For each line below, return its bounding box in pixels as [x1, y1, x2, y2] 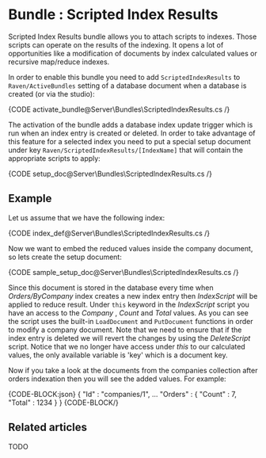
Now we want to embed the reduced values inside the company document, [8, 243, 253, 253]
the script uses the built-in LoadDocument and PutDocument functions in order [8, 316, 253, 326]
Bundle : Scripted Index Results [8, 6, 218, 24]
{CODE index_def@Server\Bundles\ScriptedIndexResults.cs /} [8, 228, 211, 238]
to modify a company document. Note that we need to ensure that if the [8, 325, 242, 334]
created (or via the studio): [8, 89, 95, 98]
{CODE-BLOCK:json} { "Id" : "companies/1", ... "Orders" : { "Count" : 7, [8, 389, 237, 399]
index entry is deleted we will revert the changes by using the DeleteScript [8, 333, 251, 342]
